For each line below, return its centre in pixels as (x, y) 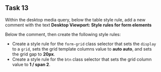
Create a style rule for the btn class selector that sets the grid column (82, 59)
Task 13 (17, 8)
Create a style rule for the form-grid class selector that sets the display (84, 44)
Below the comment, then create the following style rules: (63, 34)
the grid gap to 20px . (33, 54)
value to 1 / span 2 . (31, 64)
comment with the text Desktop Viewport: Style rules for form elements (79, 25)
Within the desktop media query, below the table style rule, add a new (75, 19)
